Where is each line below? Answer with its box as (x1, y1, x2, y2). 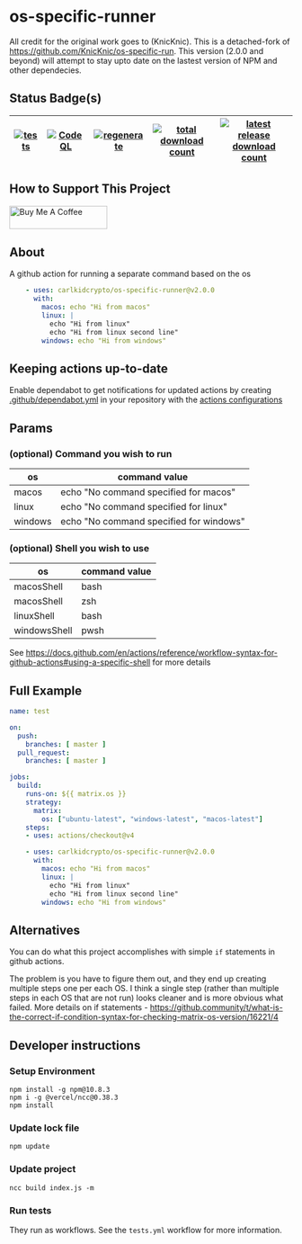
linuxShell (13, 610, 56, 622)
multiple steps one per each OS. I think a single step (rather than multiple (9, 983, 280, 994)
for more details (152, 657, 211, 667)
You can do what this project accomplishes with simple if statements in (9, 946, 276, 957)
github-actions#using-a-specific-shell (9, 657, 151, 667)
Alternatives (9, 922, 81, 937)
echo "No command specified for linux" (60, 501, 227, 513)
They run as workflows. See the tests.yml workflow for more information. (9, 1224, 283, 1235)
